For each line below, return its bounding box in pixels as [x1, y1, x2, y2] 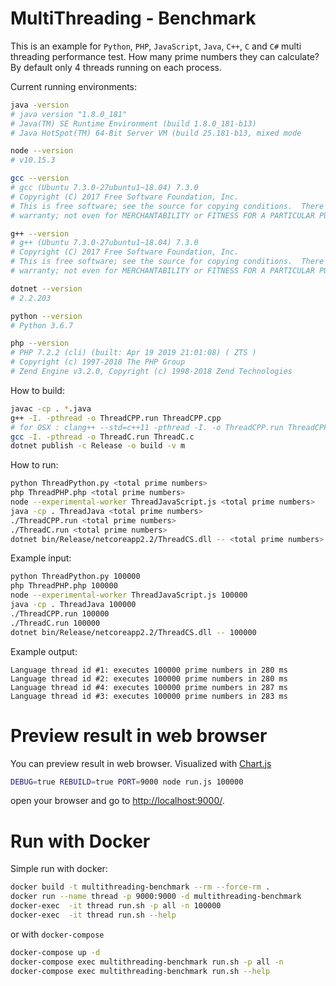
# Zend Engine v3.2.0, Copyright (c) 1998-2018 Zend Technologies [10, 367, 293, 377]
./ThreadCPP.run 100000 [10, 608, 110, 619]
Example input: [10, 552, 72, 564]
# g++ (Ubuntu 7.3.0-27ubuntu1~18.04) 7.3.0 [10, 238, 199, 248]
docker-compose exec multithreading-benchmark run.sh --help [10, 966, 271, 976]
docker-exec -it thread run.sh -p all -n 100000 [10, 901, 222, 911]
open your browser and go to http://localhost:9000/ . [10, 795, 225, 807]
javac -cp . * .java [10, 403, 92, 414]
